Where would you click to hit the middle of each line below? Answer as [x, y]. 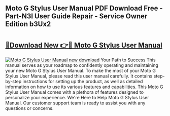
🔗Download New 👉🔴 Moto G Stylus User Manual [84, 45]
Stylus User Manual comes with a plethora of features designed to [74, 92]
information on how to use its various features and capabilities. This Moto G [84, 87]
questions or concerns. [29, 108]
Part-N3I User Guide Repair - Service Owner [76, 16]
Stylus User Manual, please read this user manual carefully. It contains [79, 76]
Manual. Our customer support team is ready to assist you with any [75, 103]
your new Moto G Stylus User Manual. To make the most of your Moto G [81, 71]
